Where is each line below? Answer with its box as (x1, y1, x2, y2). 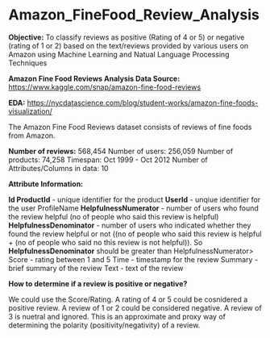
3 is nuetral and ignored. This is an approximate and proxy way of (8, 311, 226, 321)
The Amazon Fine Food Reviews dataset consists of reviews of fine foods (8, 122, 252, 131)
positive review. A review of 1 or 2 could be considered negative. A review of (8, 303, 262, 312)
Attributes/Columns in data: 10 (8, 163, 109, 173)
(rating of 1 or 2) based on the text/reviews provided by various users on (8, 40, 249, 50)
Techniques (8, 58, 48, 68)
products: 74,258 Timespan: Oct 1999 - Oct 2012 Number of (8, 155, 208, 165)
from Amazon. (8, 131, 56, 140)
